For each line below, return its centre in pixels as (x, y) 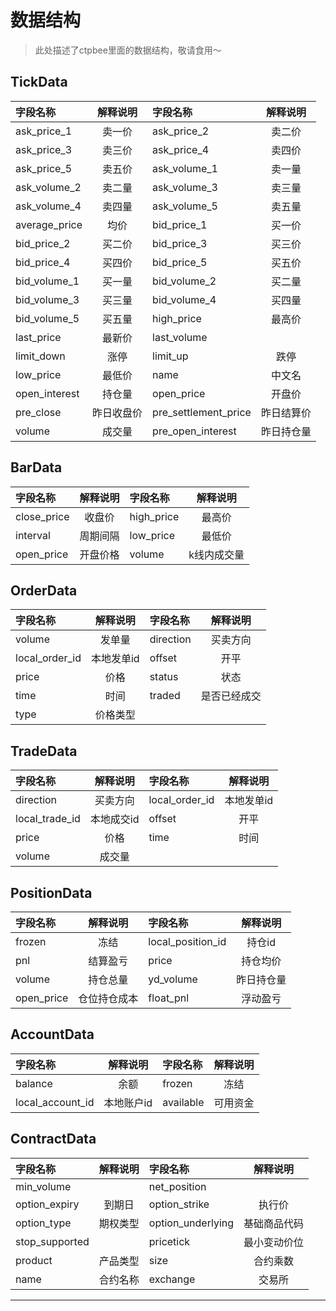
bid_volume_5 (47, 318)
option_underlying (191, 1223)
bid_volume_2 (184, 281)
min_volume (43, 1186)
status (164, 677)
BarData (36, 467)
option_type (43, 1223)
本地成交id (114, 819)
